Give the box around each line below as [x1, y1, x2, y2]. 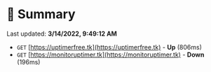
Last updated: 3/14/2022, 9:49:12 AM [6, 29, 117, 38]
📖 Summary [6, 6, 76, 22]
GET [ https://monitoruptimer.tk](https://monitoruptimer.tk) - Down [16, 50, 205, 59]
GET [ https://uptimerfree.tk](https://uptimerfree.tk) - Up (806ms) [16, 43, 203, 51]
